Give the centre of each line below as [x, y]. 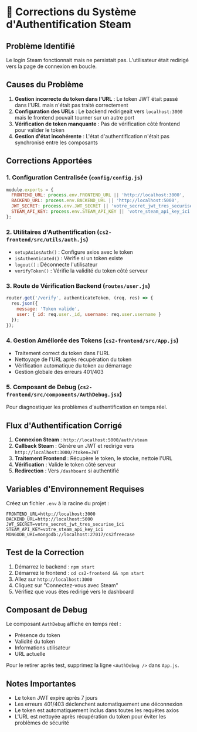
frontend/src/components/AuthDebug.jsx [63, 394]
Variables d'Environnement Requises [75, 489]
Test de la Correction [45, 552]
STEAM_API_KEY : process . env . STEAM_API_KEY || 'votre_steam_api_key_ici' [102, 212]
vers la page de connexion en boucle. [52, 66]
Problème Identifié [40, 46]
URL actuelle [30, 654]
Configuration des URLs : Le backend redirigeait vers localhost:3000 [98, 111]
